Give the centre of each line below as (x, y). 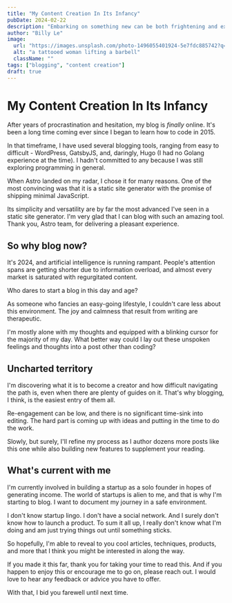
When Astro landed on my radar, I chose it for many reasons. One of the (109, 181)
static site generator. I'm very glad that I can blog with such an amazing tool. (116, 217)
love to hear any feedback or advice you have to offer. (84, 579)
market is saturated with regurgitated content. (72, 277)
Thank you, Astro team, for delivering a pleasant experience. (93, 224)
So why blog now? (47, 245)
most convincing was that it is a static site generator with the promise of (109, 188)
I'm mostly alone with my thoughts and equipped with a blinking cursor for (113, 332)
